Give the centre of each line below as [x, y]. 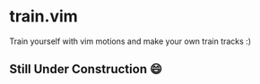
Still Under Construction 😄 [86, 69]
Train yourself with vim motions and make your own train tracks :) [130, 41]
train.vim [43, 17]
